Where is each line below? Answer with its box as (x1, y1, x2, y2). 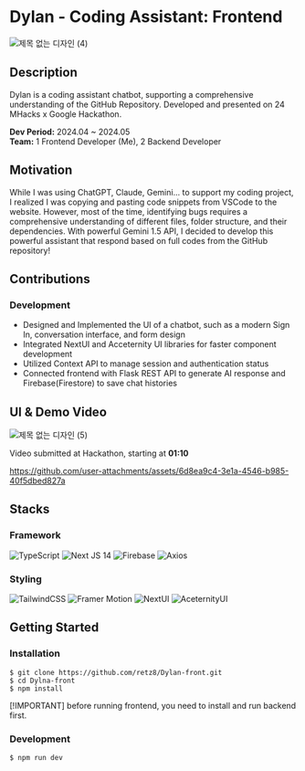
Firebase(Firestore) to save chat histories (22, 377, 178, 389)
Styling (9, 573, 43, 586)
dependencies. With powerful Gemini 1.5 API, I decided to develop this (9, 226, 274, 237)
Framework (9, 529, 61, 542)
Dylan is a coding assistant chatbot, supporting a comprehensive (9, 89, 254, 100)
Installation (9, 647, 61, 660)
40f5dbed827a (9, 475, 66, 486)
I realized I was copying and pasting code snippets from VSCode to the (9, 196, 278, 207)
